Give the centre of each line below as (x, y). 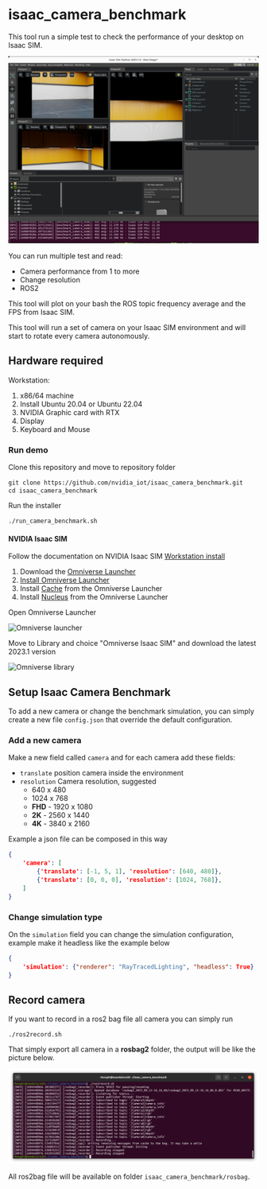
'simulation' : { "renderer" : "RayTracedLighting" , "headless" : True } (138, 967)
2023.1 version (32, 652)
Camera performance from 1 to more (79, 271)
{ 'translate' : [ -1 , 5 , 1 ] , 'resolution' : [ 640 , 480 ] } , (130, 872)
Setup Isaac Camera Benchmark (89, 692)
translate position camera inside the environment (102, 773)
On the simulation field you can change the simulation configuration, (121, 934)
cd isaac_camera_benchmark (53, 491)
